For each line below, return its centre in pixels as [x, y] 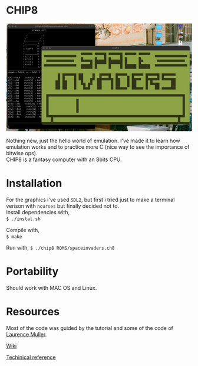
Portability [32, 272]
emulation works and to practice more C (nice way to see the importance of [98, 147]
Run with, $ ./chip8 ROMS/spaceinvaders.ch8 [60, 248]
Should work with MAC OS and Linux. [52, 288]
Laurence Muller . [27, 335]
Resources [33, 312]
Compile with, [23, 230]
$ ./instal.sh [24, 219]
